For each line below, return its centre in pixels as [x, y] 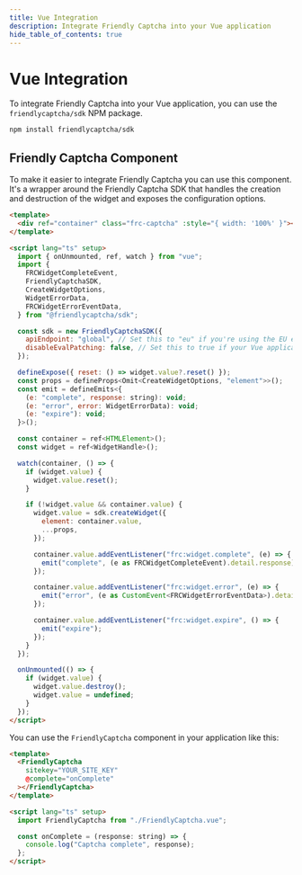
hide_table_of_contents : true [66, 34]
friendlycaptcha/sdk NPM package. [76, 113]
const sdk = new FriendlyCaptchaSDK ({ [90, 331]
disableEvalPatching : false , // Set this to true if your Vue [144, 348]
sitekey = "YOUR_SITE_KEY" [72, 771]
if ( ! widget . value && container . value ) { [104, 504]
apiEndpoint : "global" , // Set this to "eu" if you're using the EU [156, 339]
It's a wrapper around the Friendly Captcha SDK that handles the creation [145, 189]
